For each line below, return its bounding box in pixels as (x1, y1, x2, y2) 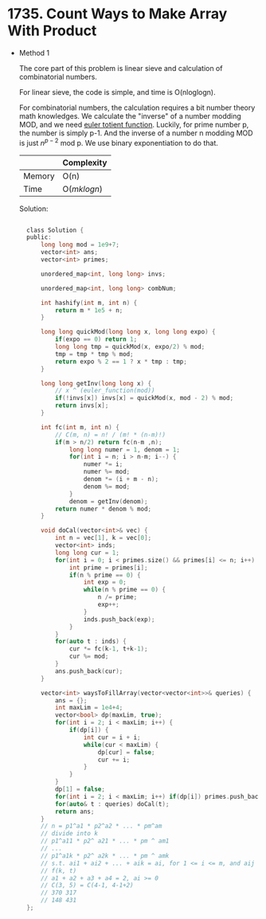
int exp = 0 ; (83, 578, 127, 586)
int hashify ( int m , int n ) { (40, 299, 138, 307)
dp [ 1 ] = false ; (54, 785, 105, 793)
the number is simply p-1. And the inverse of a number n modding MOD (18, 128, 253, 138)
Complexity (62, 157, 108, 168)
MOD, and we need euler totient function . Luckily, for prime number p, (18, 119, 249, 129)
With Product (7, 22, 97, 40)
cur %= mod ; (69, 652, 109, 661)
